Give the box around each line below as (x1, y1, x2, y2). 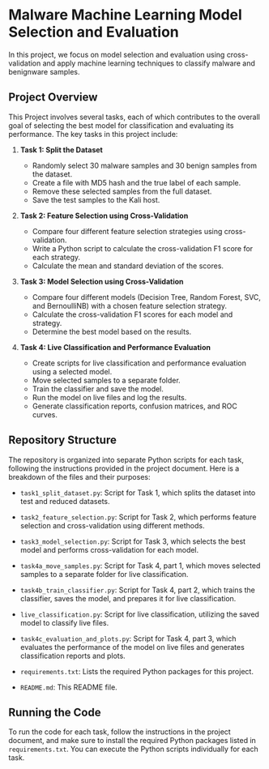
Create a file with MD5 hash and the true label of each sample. (32, 177, 241, 187)
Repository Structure (8, 434, 117, 447)
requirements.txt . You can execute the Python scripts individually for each (8, 744, 258, 754)
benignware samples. (8, 66, 80, 76)
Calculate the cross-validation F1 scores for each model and (32, 310, 233, 319)
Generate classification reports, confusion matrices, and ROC (32, 401, 237, 411)
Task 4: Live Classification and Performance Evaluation (19, 342, 211, 352)
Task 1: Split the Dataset (19, 144, 103, 155)
